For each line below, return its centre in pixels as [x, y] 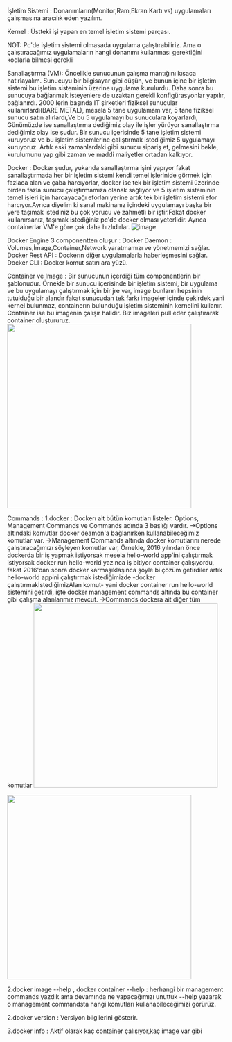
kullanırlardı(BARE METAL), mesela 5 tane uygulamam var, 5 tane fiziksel [110, 110]
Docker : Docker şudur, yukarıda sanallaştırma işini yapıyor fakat [99, 168]
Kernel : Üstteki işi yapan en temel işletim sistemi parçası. [89, 32]
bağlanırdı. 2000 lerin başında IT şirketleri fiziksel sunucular [92, 103]
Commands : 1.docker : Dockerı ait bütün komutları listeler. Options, [103, 518]
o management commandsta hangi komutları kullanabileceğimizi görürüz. [112, 1004]
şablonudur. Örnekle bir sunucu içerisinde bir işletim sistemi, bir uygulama [113, 283]
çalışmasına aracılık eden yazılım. [55, 18]
